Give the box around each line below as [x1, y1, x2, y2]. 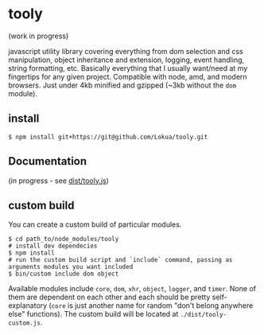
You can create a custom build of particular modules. [8, 220, 182, 229]
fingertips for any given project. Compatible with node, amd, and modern [8, 72, 248, 81]
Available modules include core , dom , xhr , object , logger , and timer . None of [8, 284, 257, 294]
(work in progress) [8, 31, 69, 41]
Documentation [8, 154, 87, 168]
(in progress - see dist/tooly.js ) [8, 176, 110, 185]
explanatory [8, 301, 48, 310]
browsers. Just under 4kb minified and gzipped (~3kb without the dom [8, 80, 237, 90]
